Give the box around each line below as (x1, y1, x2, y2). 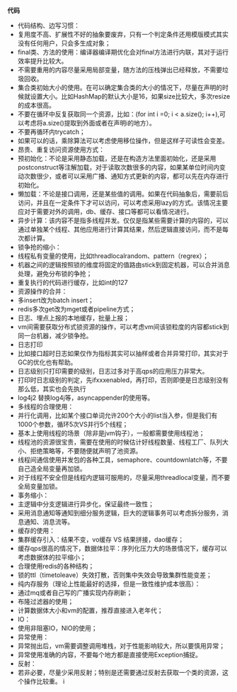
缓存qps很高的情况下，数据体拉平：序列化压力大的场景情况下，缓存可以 (17, 545, 228, 552)
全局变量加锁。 (17, 482, 62, 491)
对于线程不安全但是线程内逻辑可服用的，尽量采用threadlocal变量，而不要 (17, 474, 231, 481)
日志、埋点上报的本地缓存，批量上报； (17, 314, 129, 322)
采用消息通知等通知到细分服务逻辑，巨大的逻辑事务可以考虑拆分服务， (17, 509, 223, 517)
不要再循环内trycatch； (17, 128, 86, 136)
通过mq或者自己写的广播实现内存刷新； (17, 588, 133, 597)
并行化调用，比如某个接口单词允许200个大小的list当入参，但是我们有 (17, 411, 218, 420)
